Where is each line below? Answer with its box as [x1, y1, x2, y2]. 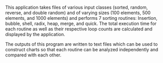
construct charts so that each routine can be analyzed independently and [5, 47, 158, 52]
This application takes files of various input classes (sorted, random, [5, 5, 148, 10]
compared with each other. [5, 52, 62, 58]
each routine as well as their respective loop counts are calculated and [5, 26, 153, 32]
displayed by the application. [5, 31, 65, 37]
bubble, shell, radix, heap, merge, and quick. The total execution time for [5, 20, 157, 26]
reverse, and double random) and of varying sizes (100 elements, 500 [5, 10, 151, 16]
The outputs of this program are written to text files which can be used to [5, 41, 158, 47]
